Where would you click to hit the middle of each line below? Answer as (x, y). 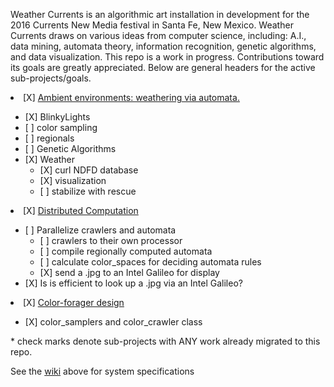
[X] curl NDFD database (89, 170)
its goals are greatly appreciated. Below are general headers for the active (163, 67)
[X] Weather (50, 159)
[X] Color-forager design (74, 302)
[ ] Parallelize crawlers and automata (100, 230)
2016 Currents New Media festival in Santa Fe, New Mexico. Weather (152, 25)
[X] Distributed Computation (81, 210)
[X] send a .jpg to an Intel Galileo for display (129, 272)
